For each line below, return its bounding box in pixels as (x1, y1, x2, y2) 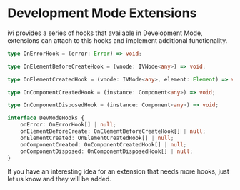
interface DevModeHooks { (7, 114, 84, 122)
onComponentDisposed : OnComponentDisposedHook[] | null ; (20, 148, 194, 155)
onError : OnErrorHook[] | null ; (20, 121, 116, 129)
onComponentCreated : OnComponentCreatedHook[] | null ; (20, 141, 187, 148)
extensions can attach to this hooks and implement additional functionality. (7, 36, 228, 44)
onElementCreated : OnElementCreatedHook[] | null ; (20, 134, 174, 141)
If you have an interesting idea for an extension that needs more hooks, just (7, 167, 230, 176)
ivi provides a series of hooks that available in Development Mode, (7, 29, 203, 37)
